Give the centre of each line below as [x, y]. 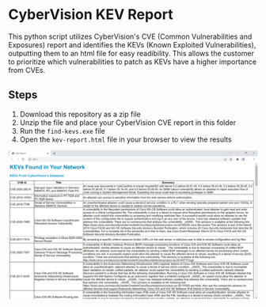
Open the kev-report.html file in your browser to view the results [125, 139]
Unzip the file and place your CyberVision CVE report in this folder [127, 122]
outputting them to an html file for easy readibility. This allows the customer [131, 53]
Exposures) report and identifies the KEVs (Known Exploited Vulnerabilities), [132, 44]
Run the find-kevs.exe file [62, 131]
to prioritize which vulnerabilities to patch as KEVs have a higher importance [133, 62]
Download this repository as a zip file [80, 114]
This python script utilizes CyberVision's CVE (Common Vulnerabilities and [130, 36]
